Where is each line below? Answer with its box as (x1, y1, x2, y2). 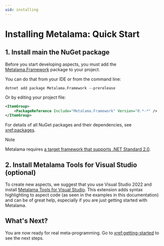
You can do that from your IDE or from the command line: (5, 76, 122, 82)
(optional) (5, 168, 36, 177)
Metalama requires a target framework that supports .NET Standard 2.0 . (5, 146, 151, 152)
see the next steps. (5, 235, 44, 241)
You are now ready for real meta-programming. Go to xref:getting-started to (5, 230, 159, 236)
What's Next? (5, 217, 48, 225)
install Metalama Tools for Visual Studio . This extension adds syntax (5, 187, 143, 193)
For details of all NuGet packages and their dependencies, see (5, 122, 132, 128)
